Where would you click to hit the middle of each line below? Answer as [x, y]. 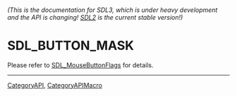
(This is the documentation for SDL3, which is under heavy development [113, 10]
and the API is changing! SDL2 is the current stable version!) [95, 17]
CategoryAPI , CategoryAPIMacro [55, 85]
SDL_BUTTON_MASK [71, 45]
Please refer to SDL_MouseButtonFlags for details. [80, 65]
